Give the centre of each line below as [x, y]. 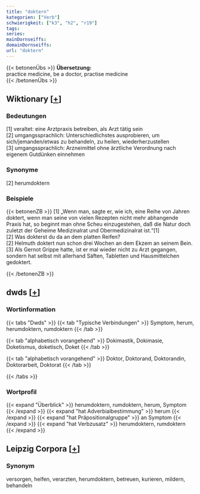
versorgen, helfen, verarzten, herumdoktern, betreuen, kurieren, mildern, [96, 479]
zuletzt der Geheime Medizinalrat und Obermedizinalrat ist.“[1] [83, 231]
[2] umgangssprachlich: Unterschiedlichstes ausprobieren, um [83, 136]
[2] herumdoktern [28, 183]
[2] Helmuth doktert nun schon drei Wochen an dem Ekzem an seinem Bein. [99, 243]
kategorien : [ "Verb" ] [33, 17]
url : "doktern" [25, 51]
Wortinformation [31, 309]
